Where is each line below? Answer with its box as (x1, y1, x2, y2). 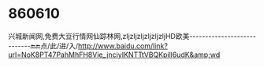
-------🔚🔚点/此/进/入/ (8, 41, 79, 51)
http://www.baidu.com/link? (77, 41, 168, 51)
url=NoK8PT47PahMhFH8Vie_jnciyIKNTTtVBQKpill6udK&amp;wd (8, 50, 221, 59)
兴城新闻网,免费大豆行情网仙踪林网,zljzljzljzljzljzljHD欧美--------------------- (8, 31, 256, 41)
